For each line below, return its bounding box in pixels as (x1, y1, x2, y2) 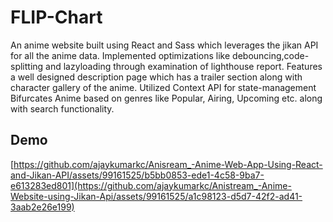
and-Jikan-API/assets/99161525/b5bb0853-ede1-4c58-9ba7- (10, 169, 265, 181)
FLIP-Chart (10, 6, 103, 29)
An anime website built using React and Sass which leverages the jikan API (10, 39, 319, 51)
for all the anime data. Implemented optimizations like (10, 49, 231, 61)
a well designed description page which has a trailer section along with (10, 71, 303, 83)
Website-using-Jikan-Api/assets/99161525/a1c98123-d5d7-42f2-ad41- (10, 190, 303, 202)
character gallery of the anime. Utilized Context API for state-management (10, 81, 317, 93)
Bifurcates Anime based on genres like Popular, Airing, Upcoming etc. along (10, 92, 323, 104)
